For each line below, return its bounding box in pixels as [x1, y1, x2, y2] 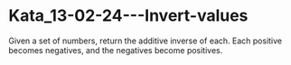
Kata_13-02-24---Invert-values [8, 5, 249, 26]
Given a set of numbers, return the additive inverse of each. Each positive [8, 35, 282, 46]
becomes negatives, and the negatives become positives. [8, 44, 223, 55]
